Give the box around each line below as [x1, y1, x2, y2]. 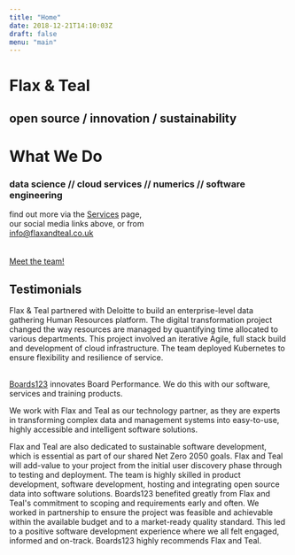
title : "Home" [9, 12, 62, 22]
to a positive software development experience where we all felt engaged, [9, 526, 280, 536]
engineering [9, 189, 64, 201]
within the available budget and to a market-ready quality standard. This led [9, 517, 286, 528]
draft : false [9, 29, 58, 38]
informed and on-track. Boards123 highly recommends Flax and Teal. [9, 536, 262, 546]
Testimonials [9, 281, 82, 297]
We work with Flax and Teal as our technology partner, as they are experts [9, 405, 281, 416]
